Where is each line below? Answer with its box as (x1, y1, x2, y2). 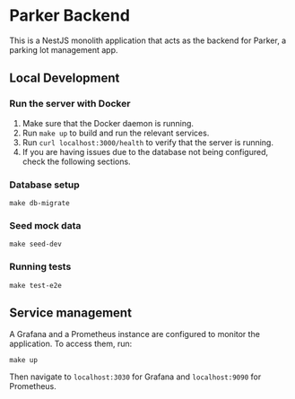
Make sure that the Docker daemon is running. (22, 117, 195, 128)
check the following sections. (22, 156, 132, 167)
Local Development (9, 71, 120, 86)
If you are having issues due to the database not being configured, (22, 146, 269, 157)
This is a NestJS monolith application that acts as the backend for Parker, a (9, 35, 287, 46)
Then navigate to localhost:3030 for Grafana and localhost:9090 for (9, 371, 262, 382)
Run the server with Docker (9, 98, 131, 110)
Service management (9, 305, 133, 320)
